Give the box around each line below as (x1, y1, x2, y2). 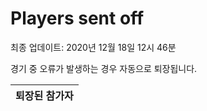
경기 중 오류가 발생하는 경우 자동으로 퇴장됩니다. (10, 62, 198, 74)
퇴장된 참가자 (15, 88, 74, 102)
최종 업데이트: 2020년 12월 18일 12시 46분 (10, 41, 177, 53)
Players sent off (10, 7, 145, 30)
